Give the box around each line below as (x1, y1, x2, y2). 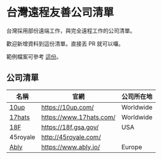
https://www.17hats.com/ (40, 113, 115, 121)
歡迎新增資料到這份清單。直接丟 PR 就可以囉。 (6, 40, 124, 47)
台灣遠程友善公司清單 (6, 6, 115, 20)
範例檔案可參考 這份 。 (6, 53, 62, 60)
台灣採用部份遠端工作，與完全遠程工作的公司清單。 (6, 27, 136, 34)
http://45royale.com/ (40, 133, 101, 141)
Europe (121, 142, 142, 151)
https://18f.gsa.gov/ (40, 123, 99, 131)
